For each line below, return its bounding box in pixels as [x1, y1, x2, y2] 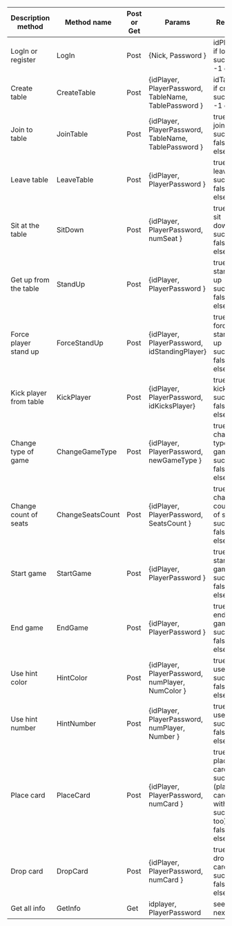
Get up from [10, 276, 50, 284]
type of [10, 447, 35, 456]
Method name [64, 17, 112, 27]
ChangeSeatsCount [56, 510, 120, 519]
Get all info [10, 904, 46, 913]
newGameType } [148, 456, 202, 465]
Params [164, 17, 191, 27]
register [10, 55, 36, 64]
